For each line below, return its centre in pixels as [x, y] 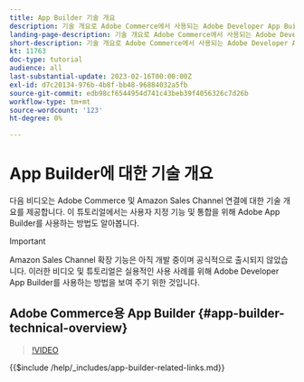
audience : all [36, 69]
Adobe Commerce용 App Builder [103, 314]
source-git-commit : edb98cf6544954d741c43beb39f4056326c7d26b [129, 93]
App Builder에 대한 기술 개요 [111, 174]
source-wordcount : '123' [56, 110]
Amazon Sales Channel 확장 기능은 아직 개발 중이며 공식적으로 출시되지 [137, 260]
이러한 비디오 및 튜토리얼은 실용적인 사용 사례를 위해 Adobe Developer [154, 271]
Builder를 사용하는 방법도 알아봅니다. [75, 223]
